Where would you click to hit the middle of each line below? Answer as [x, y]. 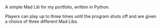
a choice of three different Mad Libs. [42, 21]
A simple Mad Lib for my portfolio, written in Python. [57, 7]
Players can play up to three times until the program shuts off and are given [81, 16]
